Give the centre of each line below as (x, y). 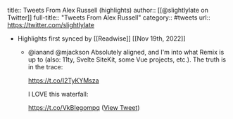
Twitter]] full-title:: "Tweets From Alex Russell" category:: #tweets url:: (109, 17)
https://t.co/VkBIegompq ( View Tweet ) (84, 107)
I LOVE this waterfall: (58, 94)
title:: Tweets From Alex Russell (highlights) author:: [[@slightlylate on (108, 10)
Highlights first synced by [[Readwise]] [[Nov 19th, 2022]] (101, 38)
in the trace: (45, 67)
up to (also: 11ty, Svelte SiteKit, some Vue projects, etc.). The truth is (127, 59)
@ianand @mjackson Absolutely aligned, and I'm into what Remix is (126, 52)
